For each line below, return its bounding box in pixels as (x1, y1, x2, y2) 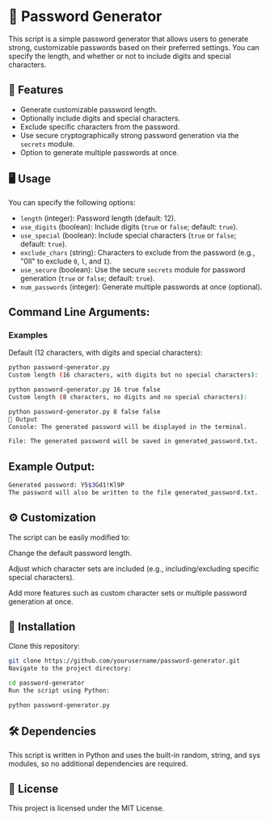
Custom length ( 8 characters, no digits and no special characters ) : (8, 393, 248, 401)
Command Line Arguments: (8, 305, 150, 318)
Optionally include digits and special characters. (19, 113, 180, 123)
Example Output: (8, 460, 95, 474)
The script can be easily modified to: (8, 533, 131, 542)
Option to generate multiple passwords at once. (19, 147, 179, 157)
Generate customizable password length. (19, 104, 158, 114)
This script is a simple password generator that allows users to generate (8, 34, 249, 44)
